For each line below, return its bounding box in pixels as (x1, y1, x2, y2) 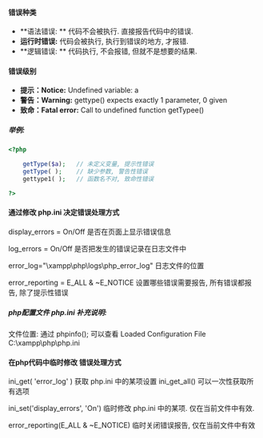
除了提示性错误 (18, 287, 69, 297)
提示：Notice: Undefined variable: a (19, 85, 139, 95)
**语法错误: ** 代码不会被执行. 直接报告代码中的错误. (19, 26, 193, 36)
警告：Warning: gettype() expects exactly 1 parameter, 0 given (19, 96, 228, 105)
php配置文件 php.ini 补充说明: (8, 307, 108, 317)
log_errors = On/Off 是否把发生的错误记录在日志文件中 (8, 243, 187, 253)
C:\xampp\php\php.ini (8, 337, 80, 347)
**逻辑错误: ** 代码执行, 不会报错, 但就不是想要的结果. (19, 46, 197, 56)
